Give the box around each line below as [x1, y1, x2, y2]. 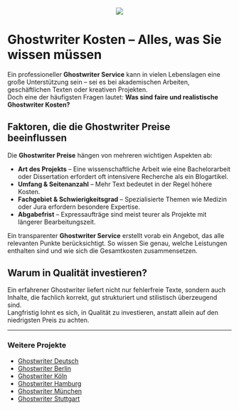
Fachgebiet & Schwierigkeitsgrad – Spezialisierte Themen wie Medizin [17, 195, 228, 203]
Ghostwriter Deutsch [17, 356, 79, 365]
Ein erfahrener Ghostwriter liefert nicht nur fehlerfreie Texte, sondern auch [7, 286, 226, 294]
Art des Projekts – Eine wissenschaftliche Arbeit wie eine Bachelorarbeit [17, 164, 231, 173]
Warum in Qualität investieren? [7, 267, 148, 279]
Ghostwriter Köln [17, 372, 68, 380]
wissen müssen [7, 47, 102, 63]
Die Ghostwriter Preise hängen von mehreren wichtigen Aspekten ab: [7, 151, 213, 159]
